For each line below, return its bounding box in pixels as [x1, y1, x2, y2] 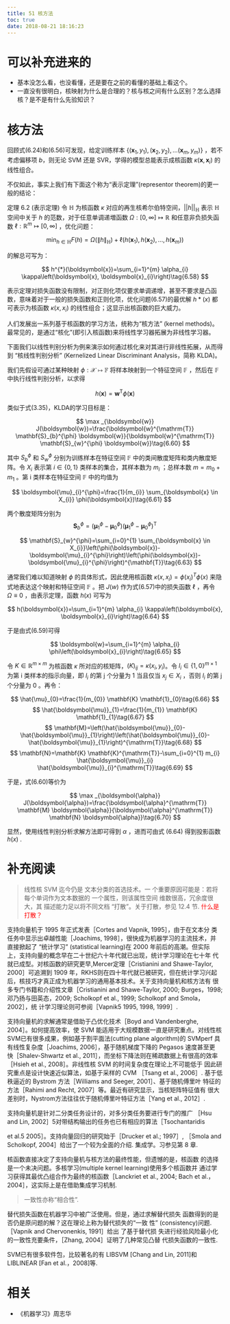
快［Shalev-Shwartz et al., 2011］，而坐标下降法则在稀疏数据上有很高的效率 [7, 1051, 218, 1059]
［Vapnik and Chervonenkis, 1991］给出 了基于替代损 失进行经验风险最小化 [7, 1227, 219, 1235]
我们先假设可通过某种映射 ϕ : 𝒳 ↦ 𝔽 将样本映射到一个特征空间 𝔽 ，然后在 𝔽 [7, 365, 219, 374]
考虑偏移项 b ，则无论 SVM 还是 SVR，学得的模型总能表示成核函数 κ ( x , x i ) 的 [7, 156, 221, 165]
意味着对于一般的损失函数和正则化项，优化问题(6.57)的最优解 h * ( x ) [18, 296, 211, 304]
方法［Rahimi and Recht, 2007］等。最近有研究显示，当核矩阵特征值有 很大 [7, 1085, 220, 1094]
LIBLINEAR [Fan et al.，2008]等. [7, 1259, 98, 1267]
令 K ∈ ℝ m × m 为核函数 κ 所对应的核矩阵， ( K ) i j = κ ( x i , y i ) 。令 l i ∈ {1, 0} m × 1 [7, 660, 218, 671]
